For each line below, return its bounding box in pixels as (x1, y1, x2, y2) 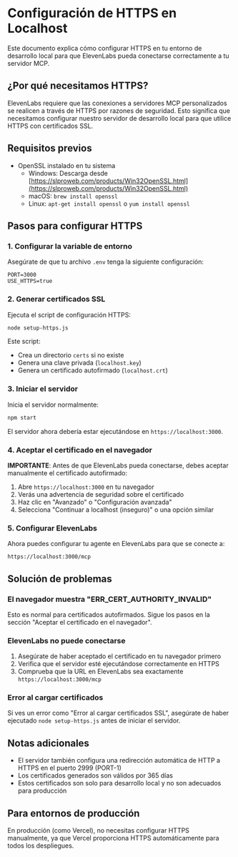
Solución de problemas (7, 573, 112, 585)
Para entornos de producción (7, 807, 140, 819)
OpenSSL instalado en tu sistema (17, 161, 116, 169)
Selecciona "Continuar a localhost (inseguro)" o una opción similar (17, 505, 214, 514)
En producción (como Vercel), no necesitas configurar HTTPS (7, 826, 189, 835)
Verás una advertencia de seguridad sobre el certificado (17, 490, 184, 498)
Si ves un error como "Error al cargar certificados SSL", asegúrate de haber (7, 709, 229, 718)
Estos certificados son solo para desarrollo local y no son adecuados (17, 779, 222, 788)
